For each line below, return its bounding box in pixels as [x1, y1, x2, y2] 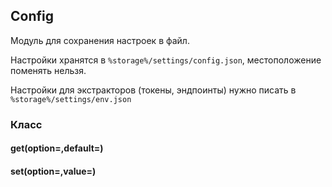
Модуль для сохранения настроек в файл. [10, 34, 190, 46]
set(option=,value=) [10, 165, 97, 177]
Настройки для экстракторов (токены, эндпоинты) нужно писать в [10, 84, 297, 96]
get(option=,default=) [10, 142, 104, 154]
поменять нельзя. [10, 64, 87, 76]
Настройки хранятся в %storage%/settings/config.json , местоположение [10, 54, 322, 66]
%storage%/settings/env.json [10, 94, 132, 104]
